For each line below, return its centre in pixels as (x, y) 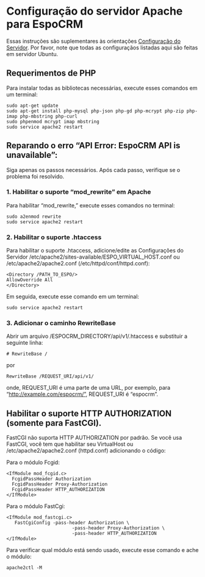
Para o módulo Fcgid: (33, 462)
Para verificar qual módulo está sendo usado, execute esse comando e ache (103, 550)
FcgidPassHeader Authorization (52, 479)
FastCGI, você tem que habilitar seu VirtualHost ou (70, 444)
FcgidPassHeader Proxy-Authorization (60, 484)
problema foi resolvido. (35, 176)
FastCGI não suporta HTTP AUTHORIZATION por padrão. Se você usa (94, 438)
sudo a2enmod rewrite (34, 217)
